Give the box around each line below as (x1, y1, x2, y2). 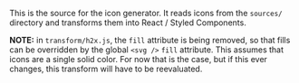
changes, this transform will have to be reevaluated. (9, 63, 203, 74)
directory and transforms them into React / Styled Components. (9, 17, 246, 28)
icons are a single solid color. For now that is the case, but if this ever (9, 54, 267, 64)
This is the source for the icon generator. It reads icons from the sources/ (9, 8, 283, 18)
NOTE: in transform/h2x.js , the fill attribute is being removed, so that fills (9, 35, 291, 45)
